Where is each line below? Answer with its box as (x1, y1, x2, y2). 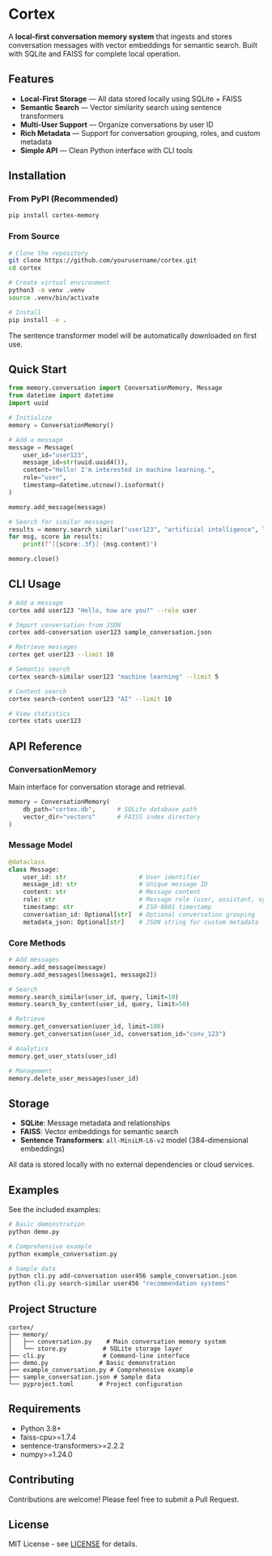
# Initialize (8, 414, 53, 422)
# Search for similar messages (8, 517, 114, 526)
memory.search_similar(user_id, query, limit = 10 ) (8, 993, 180, 1001)
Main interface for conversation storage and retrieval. (8, 782, 186, 792)
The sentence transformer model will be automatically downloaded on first (8, 330, 257, 340)
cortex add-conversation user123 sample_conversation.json (8, 628, 212, 636)
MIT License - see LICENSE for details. (8, 1539, 138, 1549)
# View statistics (8, 709, 70, 717)
